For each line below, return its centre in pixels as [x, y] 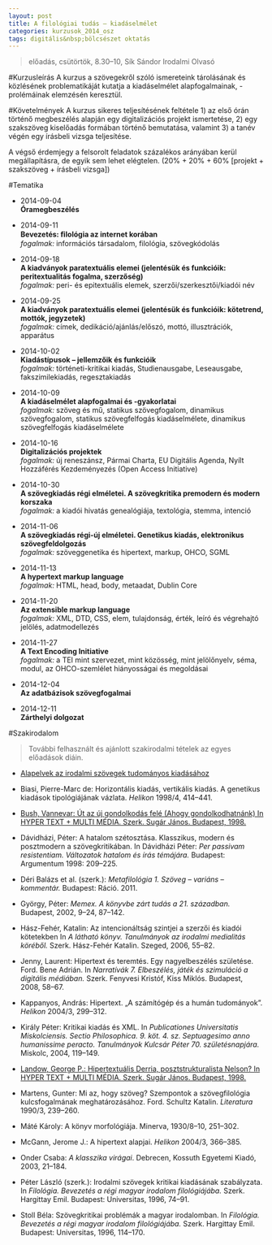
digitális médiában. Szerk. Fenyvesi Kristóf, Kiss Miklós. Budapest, [132, 978]
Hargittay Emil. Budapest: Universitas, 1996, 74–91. [105, 1199]
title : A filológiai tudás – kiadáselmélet [83, 24]
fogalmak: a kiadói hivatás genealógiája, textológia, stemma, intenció [136, 511]
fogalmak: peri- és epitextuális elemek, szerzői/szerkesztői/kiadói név [137, 285]
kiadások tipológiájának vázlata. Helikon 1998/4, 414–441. [116, 798]
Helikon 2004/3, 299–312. [63, 1012]
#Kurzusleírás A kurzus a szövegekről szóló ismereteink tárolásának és [127, 77]
